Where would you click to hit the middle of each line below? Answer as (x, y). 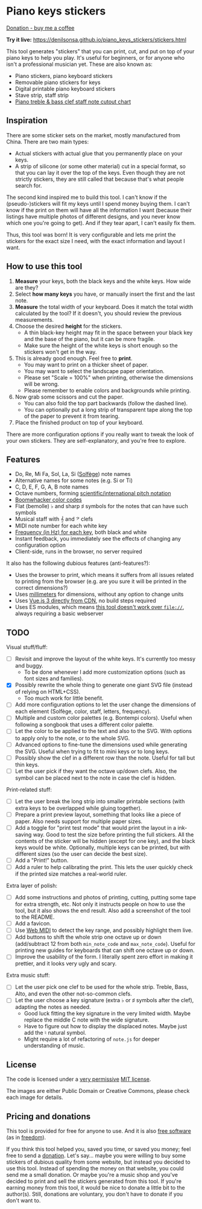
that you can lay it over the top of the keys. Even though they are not (100, 172)
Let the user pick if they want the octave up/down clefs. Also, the (96, 771)
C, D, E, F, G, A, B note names (52, 487)
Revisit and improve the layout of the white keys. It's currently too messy (105, 659)
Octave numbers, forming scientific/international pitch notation (93, 494)
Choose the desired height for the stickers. (68, 326)
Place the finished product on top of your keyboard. (79, 422)
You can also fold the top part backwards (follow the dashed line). (106, 403)
